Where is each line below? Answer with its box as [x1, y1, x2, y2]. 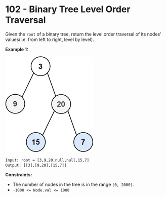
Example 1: [5, 46, 29, 52]
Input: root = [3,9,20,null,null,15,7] [5, 157, 90, 163]
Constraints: [5, 171, 32, 178]
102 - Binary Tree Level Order [5, 4, 131, 15]
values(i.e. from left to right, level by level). [5, 36, 95, 43]
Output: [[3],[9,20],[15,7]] [5, 163, 67, 168]
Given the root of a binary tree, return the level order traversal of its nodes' [5, 31, 162, 37]
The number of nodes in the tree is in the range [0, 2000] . [12, 181, 134, 187]
